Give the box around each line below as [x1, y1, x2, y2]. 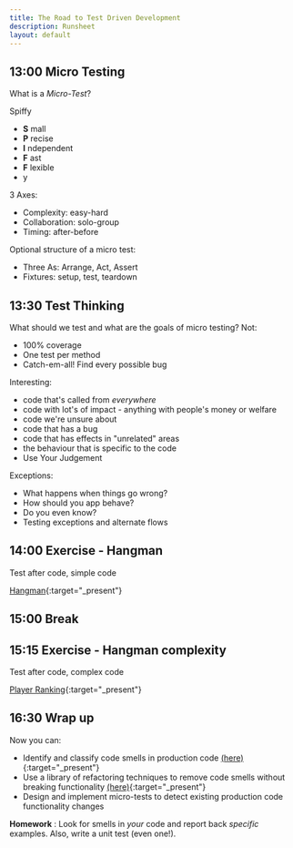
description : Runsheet [9, 22, 96, 31]
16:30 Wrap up [9, 710, 95, 726]
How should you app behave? [22, 497, 135, 508]
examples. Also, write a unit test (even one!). [9, 828, 177, 839]
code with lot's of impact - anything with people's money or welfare [22, 404, 278, 414]
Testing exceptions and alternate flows [22, 516, 168, 527]
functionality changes [22, 801, 105, 812]
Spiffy [9, 106, 32, 117]
